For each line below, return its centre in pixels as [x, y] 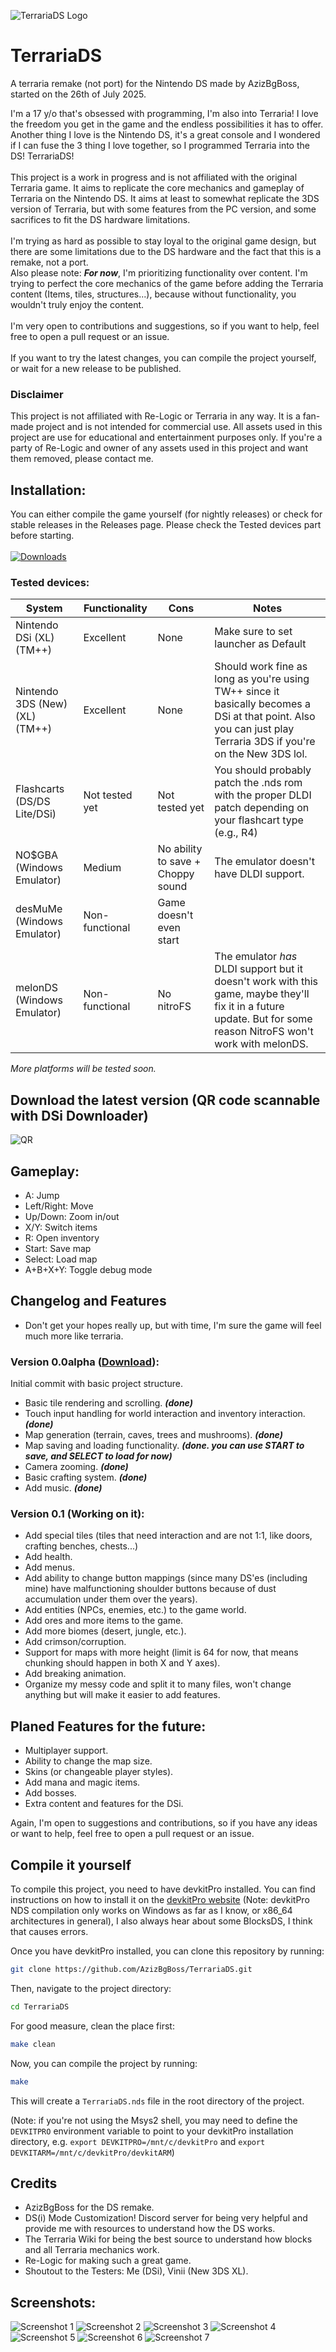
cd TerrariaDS [40, 2006]
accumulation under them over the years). [111, 1599]
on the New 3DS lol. [261, 754]
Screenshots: [53, 2302]
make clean [33, 2044]
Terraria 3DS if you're [265, 742]
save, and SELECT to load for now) [98, 1456]
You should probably [263, 770]
